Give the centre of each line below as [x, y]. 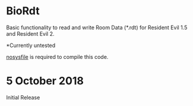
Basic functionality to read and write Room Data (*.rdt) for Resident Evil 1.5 [97, 27]
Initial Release [23, 97]
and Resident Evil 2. [30, 33]
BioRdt [23, 11]
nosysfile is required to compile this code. [57, 57]
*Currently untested [31, 45]
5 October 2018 [45, 81]
